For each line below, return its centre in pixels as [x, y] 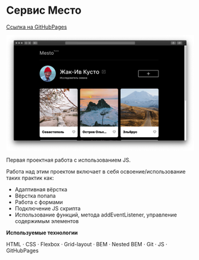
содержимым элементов [47, 221]
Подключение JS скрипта [48, 209]
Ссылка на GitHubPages [37, 27]
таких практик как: [30, 178]
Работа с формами [39, 202]
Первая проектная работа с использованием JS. [69, 160]
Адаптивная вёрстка [41, 190]
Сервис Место [44, 10]
